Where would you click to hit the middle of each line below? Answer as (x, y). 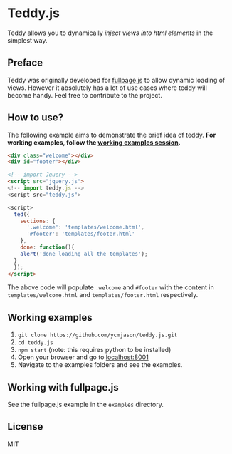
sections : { (38, 221)
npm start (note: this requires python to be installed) (94, 350)
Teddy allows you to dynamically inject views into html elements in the (110, 33)
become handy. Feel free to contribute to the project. (85, 95)
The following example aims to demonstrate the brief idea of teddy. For (112, 135)
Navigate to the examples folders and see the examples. (100, 365)
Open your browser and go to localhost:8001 (83, 357)
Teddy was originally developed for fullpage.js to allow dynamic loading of (116, 80)
